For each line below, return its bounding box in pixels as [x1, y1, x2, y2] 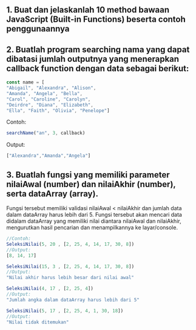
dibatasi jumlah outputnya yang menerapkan [6, 54, 180, 64]
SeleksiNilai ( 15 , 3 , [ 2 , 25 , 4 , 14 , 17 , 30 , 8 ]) [6, 263, 135, 269]
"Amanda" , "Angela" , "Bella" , [6, 90, 83, 96]
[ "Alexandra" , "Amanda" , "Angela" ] [6, 153, 91, 159]
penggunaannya [6, 24, 70, 34]
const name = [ [6, 79, 45, 85]
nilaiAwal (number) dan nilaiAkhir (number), [6, 179, 176, 190]
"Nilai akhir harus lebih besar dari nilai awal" [6, 275, 135, 281]
